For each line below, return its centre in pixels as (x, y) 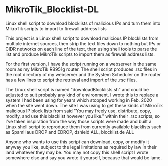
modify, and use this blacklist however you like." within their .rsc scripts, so (83, 116)
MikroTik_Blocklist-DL (52, 9)
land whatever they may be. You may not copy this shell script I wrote (77, 152)
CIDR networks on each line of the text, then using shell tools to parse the (81, 49)
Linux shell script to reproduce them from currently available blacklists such (83, 127)
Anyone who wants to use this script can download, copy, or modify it (77, 142)
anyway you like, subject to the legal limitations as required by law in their (81, 147)
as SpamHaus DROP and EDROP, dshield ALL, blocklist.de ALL (70, 132)
